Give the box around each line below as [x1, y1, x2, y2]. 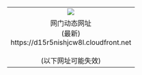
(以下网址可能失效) [40, 56, 101, 65]
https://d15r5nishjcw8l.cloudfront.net [10, 37, 132, 47]
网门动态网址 [50, 18, 92, 28]
